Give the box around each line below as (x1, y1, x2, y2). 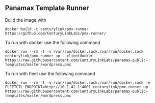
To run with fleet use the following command (5, 70, 96, 76)
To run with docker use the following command (5, 39, 101, 45)
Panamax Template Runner (5, 4, 89, 12)
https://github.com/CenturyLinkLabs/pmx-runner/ (5, 31, 106, 36)
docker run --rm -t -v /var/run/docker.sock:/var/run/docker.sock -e (5, 80, 151, 85)
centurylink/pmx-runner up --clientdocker (5, 53, 93, 58)
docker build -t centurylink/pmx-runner (5, 27, 89, 32)
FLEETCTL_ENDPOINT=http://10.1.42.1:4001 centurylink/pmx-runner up (5, 84, 148, 89)
